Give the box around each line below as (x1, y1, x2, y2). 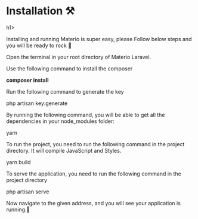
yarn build (6, 158, 31, 165)
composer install (6, 76, 49, 84)
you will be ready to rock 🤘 (6, 42, 72, 49)
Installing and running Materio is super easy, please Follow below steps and (6, 35, 192, 42)
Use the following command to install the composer (6, 64, 133, 72)
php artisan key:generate (6, 100, 68, 107)
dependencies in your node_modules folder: (6, 118, 115, 125)
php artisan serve (6, 188, 49, 195)
